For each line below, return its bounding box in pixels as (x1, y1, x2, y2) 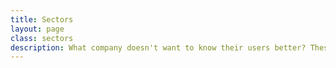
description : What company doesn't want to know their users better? (10, 42, 307, 53)
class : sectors (10, 33, 74, 43)
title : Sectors (10, 14, 74, 25)
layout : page (10, 24, 65, 34)
